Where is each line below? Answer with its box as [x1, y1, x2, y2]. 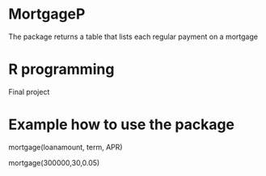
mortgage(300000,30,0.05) [8, 157, 100, 167]
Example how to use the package [8, 115, 235, 134]
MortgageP [8, 5, 86, 24]
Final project [8, 87, 50, 97]
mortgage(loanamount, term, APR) [8, 142, 123, 152]
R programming [8, 60, 115, 79]
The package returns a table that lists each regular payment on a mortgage [8, 32, 259, 41]
